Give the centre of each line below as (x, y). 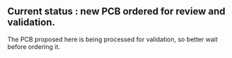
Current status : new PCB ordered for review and (116, 12)
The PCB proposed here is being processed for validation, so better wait (112, 39)
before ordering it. (34, 46)
